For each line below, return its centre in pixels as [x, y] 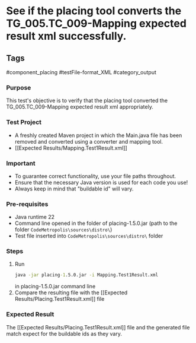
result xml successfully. [66, 36]
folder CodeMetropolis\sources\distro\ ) [63, 230]
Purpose [19, 87]
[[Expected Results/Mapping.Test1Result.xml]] [71, 148]
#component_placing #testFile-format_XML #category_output [81, 72]
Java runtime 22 [35, 217]
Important [21, 163]
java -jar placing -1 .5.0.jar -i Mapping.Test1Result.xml [86, 275]
